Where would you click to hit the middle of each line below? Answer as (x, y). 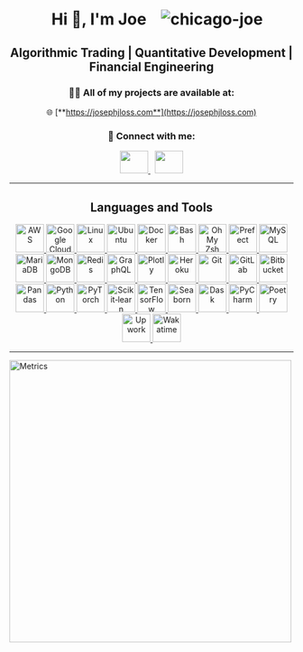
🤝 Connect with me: (151, 135)
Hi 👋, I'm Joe (99, 19)
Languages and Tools (151, 207)
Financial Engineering (151, 66)
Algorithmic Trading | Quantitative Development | (151, 53)
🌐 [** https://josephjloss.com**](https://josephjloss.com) (151, 112)
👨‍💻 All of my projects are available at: (151, 92)
